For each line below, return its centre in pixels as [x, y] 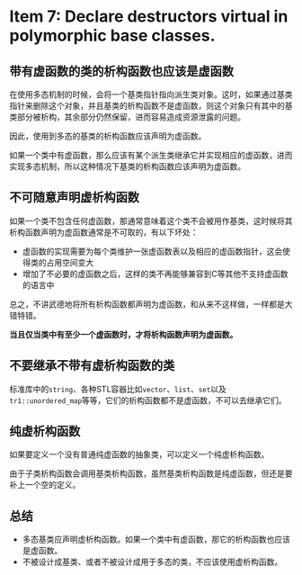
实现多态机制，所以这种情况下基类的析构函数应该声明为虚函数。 [127, 166]
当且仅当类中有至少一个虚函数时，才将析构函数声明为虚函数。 [124, 334]
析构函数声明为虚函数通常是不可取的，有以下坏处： [104, 232]
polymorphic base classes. [112, 36]
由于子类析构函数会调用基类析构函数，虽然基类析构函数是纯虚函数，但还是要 [151, 473]
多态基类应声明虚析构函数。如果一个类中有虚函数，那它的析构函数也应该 [156, 539]
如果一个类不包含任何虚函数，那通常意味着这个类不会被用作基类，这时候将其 [151, 220]
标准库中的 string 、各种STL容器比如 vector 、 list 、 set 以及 [118, 389]
